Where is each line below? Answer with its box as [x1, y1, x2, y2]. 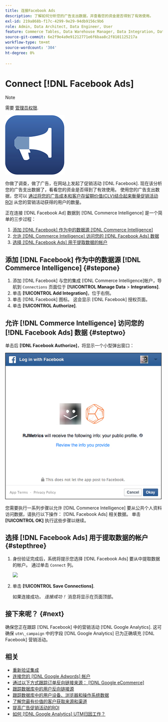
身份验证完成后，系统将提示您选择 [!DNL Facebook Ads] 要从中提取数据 [12, 555, 160, 561]
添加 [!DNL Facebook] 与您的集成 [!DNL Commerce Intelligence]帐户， [12, 277, 157, 283]
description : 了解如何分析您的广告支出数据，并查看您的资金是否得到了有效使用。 [5, 13, 153, 19]
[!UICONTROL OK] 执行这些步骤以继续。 [5, 517, 89, 524]
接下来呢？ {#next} [5, 610, 64, 618]
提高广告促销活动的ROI [12, 704, 60, 710]
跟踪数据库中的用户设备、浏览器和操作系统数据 [12, 692, 109, 698]
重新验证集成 [12, 667, 39, 673]
